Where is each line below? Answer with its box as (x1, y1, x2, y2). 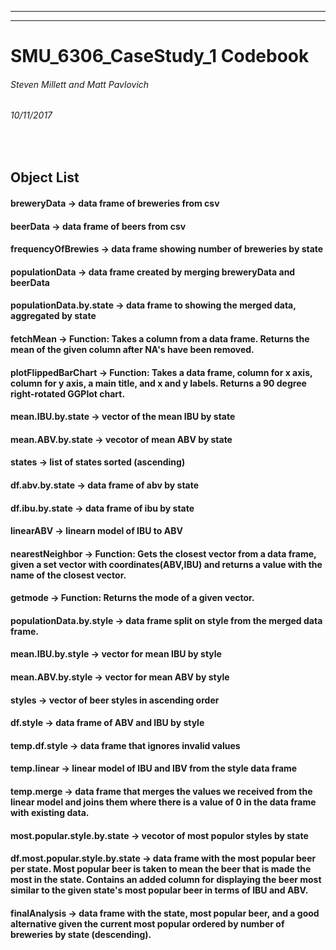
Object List (10, 169, 80, 186)
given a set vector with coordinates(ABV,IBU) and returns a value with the (10, 558, 323, 570)
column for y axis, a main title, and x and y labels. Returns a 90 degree (10, 377, 307, 389)
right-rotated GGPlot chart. (10, 387, 126, 400)
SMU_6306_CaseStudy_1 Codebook (10, 45, 310, 68)
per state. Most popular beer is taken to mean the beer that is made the (10, 863, 312, 875)
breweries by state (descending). (10, 928, 152, 940)
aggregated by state (10, 310, 97, 322)
